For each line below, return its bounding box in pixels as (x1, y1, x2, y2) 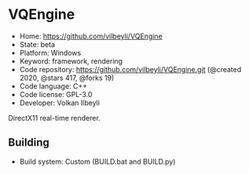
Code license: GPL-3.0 (19, 89, 93, 99)
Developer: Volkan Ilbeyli (19, 98, 101, 107)
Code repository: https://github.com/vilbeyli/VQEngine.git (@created (19, 64, 242, 74)
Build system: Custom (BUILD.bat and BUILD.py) (19, 157, 176, 166)
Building (8, 136, 49, 150)
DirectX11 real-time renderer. (8, 113, 101, 122)
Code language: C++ (19, 81, 88, 91)
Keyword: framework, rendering (19, 56, 123, 66)
